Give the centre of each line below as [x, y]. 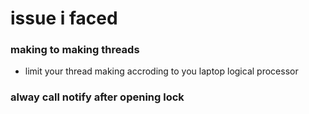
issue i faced [64, 18]
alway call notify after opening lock [97, 97]
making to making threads [75, 50]
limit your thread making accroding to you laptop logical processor [161, 71]
